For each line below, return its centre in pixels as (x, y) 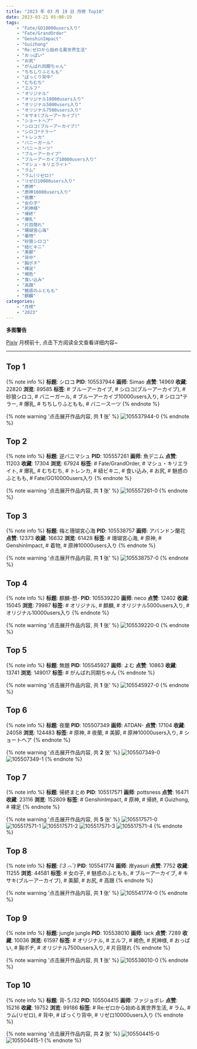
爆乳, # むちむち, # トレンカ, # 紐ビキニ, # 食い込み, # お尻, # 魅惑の (106, 471)
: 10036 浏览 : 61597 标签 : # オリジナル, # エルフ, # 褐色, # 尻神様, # (92, 940)
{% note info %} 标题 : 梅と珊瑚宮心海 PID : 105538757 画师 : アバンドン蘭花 (96, 531)
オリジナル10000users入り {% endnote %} (58, 613)
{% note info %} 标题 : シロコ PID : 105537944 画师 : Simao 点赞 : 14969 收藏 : (97, 382)
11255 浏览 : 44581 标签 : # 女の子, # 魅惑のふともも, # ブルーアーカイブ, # (94, 873)
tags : (13, 22)
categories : (21, 302)
